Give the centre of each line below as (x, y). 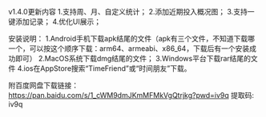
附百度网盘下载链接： (43, 85)
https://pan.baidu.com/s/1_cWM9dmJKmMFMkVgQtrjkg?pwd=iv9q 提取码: (131, 95)
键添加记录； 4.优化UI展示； (55, 21)
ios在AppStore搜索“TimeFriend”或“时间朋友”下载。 (107, 68)
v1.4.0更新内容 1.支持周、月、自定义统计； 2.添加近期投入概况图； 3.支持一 (131, 12)
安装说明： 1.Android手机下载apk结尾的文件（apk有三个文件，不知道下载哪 (131, 39)
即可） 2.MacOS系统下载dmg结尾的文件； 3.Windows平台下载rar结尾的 (133, 58)
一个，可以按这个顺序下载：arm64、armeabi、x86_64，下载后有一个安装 (129, 49)
